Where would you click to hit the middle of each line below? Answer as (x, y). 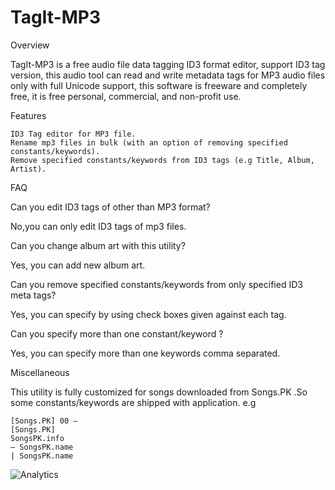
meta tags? (33, 295)
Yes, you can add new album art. (78, 265)
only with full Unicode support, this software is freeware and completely (159, 85)
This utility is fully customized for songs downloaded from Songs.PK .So (159, 392)
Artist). (28, 169)
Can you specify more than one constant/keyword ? (117, 333)
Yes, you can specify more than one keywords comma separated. (145, 353)
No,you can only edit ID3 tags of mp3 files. (98, 226)
